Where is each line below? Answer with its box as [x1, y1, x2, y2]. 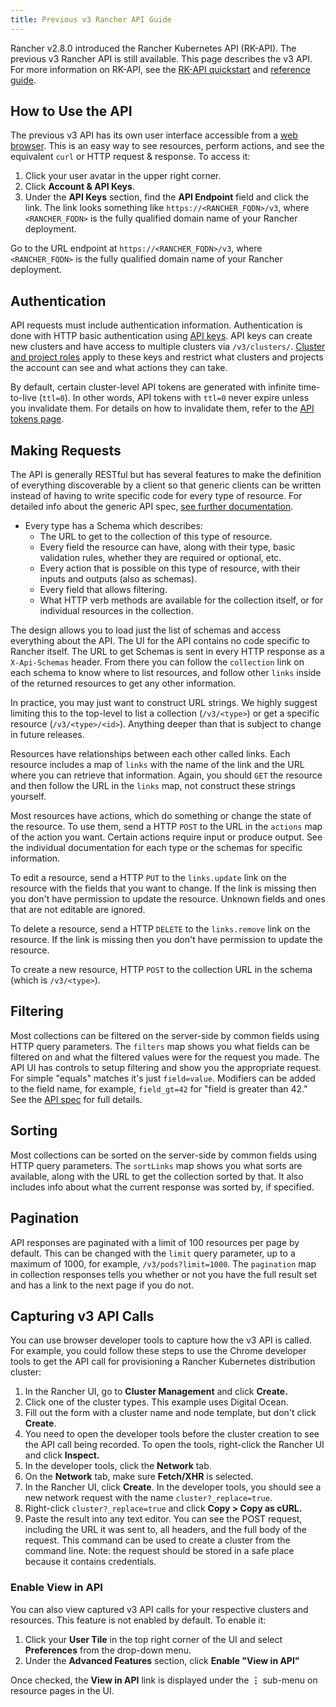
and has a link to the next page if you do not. [10, 1279, 195, 1291]
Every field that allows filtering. [39, 584, 168, 596]
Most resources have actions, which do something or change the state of [10, 810, 312, 822]
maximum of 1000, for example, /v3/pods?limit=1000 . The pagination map [10, 1257, 317, 1270]
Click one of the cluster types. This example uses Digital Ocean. [24, 1396, 289, 1408]
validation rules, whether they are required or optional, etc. [39, 552, 282, 564]
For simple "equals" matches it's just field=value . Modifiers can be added [10, 1072, 316, 1084]
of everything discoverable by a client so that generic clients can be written [10, 479, 322, 491]
